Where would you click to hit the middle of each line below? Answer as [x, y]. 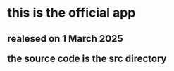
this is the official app [72, 13]
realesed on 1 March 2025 [65, 39]
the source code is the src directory [87, 58]
